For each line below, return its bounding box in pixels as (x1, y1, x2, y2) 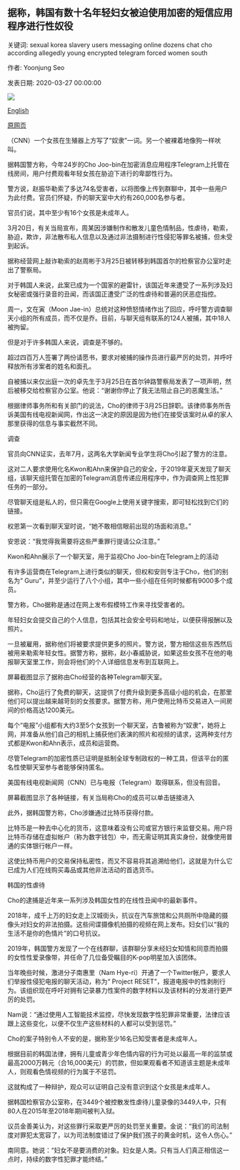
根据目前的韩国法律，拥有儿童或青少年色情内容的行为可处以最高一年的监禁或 (7, 1049, 233, 1058)
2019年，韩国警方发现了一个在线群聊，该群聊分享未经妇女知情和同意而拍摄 (7, 944, 229, 952)
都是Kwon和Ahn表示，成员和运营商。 (13, 739, 124, 747)
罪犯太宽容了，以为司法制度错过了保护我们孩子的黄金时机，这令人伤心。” (19, 1131, 233, 1139)
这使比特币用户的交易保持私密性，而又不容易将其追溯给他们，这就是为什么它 (7, 856, 233, 865)
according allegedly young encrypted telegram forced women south (7, 49, 209, 57)
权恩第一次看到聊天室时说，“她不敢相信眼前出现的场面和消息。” (7, 521, 191, 530)
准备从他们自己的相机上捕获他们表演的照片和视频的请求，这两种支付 (26, 729, 226, 738)
